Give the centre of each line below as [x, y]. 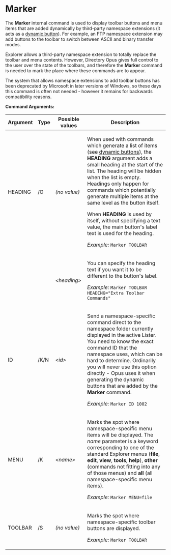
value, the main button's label [122, 227]
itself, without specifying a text [124, 220]
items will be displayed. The [120, 434]
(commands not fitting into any [124, 466]
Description [125, 122]
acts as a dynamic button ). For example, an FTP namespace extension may [84, 34]
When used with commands [121, 139]
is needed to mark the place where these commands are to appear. [76, 70]
